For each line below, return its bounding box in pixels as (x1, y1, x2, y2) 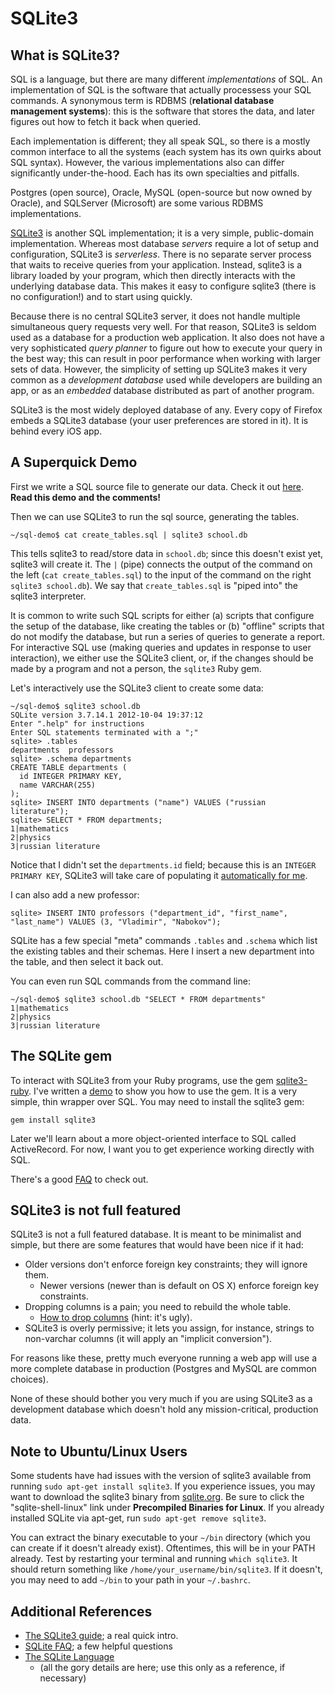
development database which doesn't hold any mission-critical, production (10, 1403, 319, 1416)
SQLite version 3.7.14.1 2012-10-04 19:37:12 (10, 710, 203, 720)
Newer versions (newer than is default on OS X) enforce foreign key (39, 1280, 320, 1292)
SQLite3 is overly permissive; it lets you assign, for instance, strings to (24, 1322, 315, 1334)
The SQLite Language (24, 1651, 115, 1663)
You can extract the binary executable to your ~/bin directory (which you (10, 1532, 311, 1544)
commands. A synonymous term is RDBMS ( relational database (10, 95, 275, 106)
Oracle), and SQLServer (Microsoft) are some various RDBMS (10, 197, 264, 209)
